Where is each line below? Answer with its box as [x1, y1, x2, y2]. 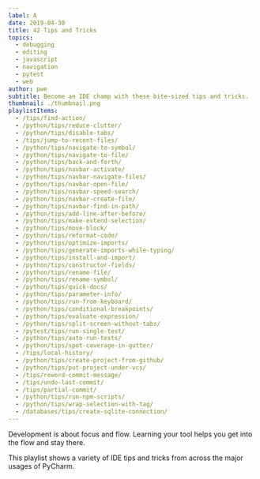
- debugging [15, 41, 55, 49]
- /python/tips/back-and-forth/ [15, 159, 122, 167]
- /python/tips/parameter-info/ [15, 290, 122, 298]
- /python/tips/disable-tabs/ [15, 129, 115, 137]
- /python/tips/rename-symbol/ [15, 275, 119, 284]
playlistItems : [8, 107, 58, 115]
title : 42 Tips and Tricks [8, 26, 97, 34]
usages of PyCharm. [8, 461, 75, 470]
